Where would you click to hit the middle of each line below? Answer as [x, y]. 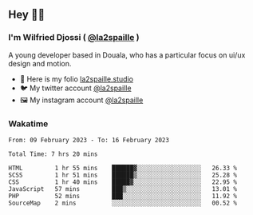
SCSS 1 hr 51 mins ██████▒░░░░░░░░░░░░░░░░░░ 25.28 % [123, 175]
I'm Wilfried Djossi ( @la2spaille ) [74, 38]
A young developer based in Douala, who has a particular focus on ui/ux [127, 55]
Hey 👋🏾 [27, 15]
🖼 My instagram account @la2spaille [81, 100]
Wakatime [28, 123]
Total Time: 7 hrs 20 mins [53, 154]
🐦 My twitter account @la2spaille [75, 88]
